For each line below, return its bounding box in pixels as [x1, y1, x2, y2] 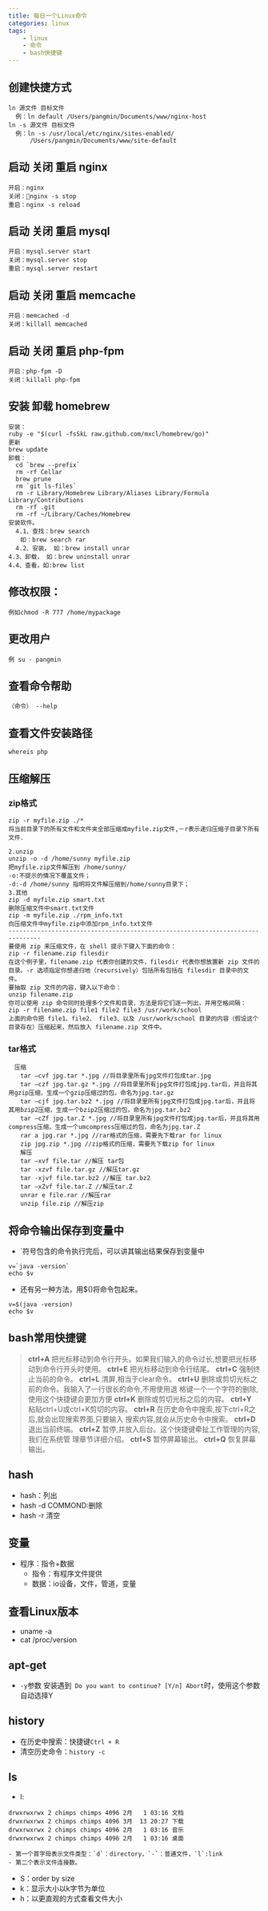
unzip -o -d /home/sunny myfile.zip [8, 854, 130, 862]
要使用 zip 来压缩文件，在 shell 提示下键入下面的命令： [8, 942, 177, 951]
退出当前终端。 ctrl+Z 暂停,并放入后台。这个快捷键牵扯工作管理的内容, [27, 1424, 261, 1434]
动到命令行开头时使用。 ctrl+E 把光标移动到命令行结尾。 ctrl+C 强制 [27, 1364, 254, 1373]
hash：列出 [19, 1490, 58, 1500]
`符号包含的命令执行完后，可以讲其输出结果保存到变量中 [19, 1246, 206, 1256]
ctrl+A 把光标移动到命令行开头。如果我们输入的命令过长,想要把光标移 [27, 1353, 258, 1364]
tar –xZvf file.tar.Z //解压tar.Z [19, 1183, 134, 1191]
